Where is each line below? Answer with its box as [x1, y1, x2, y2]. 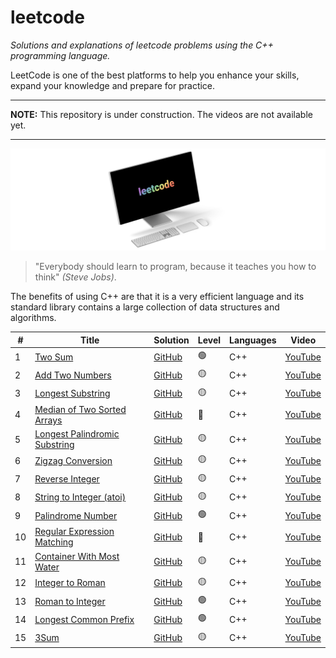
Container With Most [34, 550, 120, 562]
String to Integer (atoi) [34, 491, 127, 503]
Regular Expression [34, 526, 115, 538]
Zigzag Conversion [34, 454, 113, 466]
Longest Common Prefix [34, 613, 135, 625]
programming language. [10, 49, 111, 61]
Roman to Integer [34, 595, 106, 607]
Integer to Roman [34, 577, 106, 589]
